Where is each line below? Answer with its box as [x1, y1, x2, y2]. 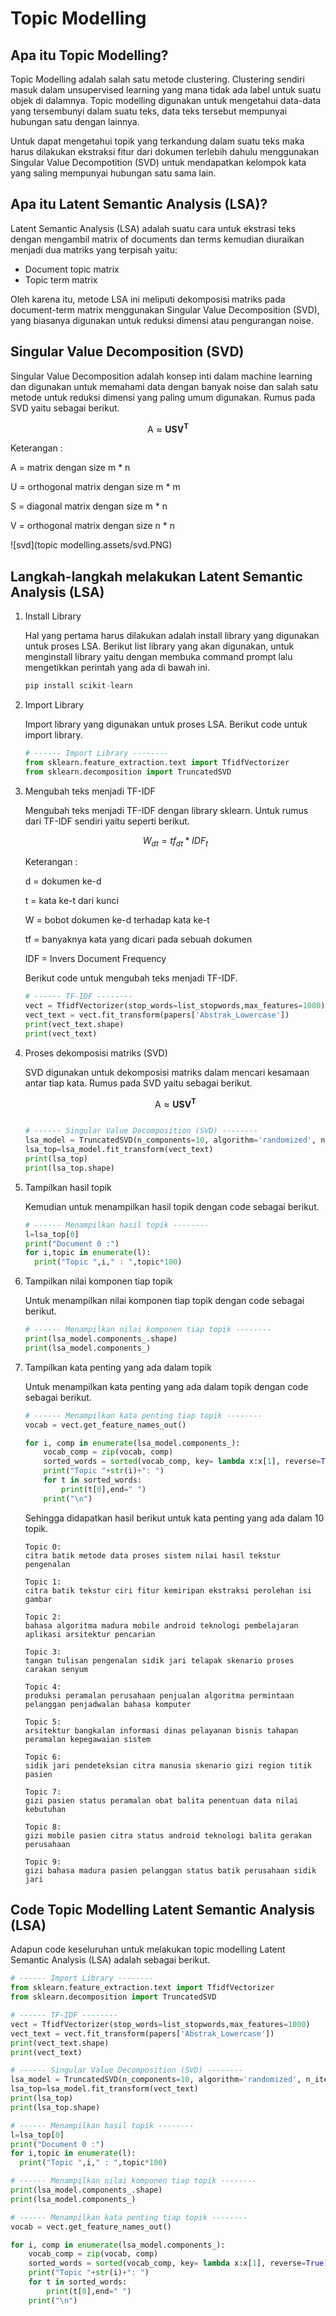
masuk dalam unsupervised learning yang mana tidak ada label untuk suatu [10, 84, 322, 96]
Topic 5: [24, 1717, 62, 1727]
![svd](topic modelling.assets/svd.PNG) [10, 539, 173, 551]
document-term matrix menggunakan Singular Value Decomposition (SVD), [10, 303, 320, 316]
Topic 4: [24, 1682, 62, 1692]
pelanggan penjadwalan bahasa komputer [24, 1699, 192, 1709]
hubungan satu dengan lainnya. [10, 116, 140, 127]
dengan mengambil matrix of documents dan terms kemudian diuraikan [10, 233, 305, 245]
